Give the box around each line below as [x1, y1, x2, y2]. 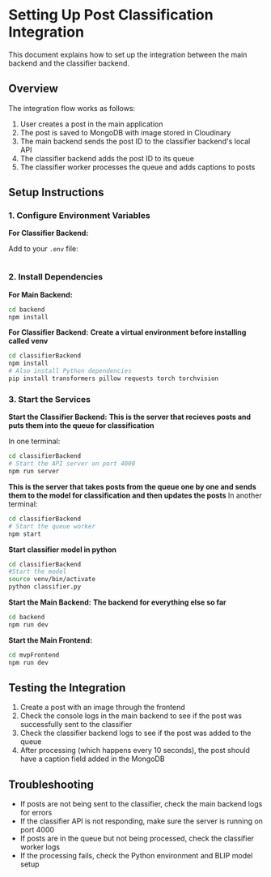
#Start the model [8, 567, 67, 576]
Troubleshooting [8, 777, 95, 791]
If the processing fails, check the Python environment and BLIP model [19, 851, 253, 861]
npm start [8, 529, 42, 538]
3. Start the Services [8, 393, 91, 404]
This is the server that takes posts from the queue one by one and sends [8, 481, 256, 491]
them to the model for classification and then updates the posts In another [8, 490, 262, 500]
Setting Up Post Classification [8, 6, 214, 24]
